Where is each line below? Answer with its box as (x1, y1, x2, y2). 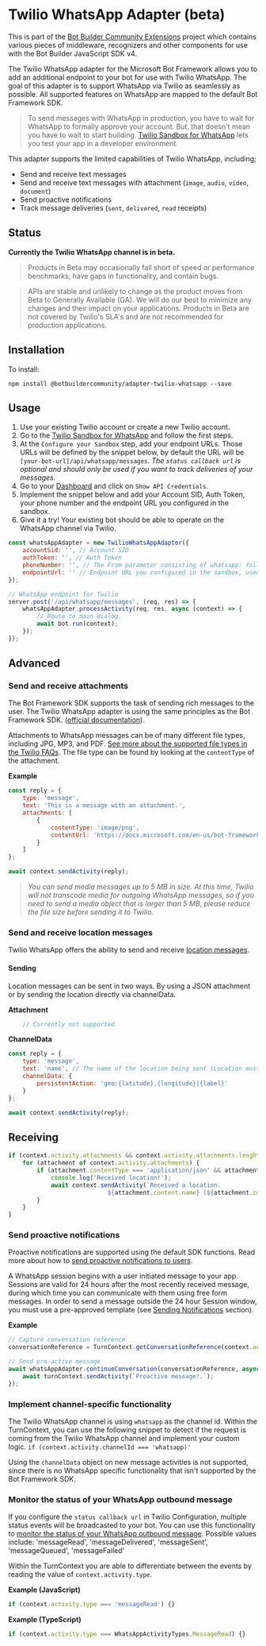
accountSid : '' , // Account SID (22, 547, 129, 554)
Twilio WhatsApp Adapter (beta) (8, 6, 226, 24)
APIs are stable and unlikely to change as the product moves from (27, 286, 243, 296)
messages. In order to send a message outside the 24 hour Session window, (8, 1296, 257, 1306)
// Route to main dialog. (36, 612, 123, 620)
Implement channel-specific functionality (8, 1398, 172, 1409)
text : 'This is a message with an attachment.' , (22, 802, 186, 809)
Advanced (8, 657, 61, 670)
